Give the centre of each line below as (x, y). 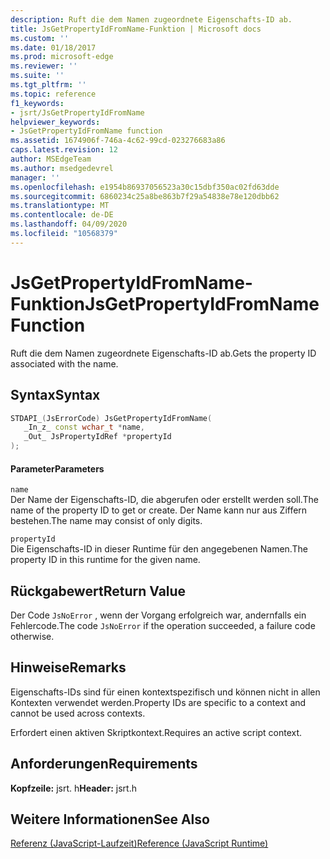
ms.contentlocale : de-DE (62, 215)
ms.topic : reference (53, 94)
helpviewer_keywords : (55, 122)
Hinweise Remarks (68, 667)
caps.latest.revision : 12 (64, 150)
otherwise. (32, 637)
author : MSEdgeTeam (51, 159)
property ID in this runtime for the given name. (105, 560)
